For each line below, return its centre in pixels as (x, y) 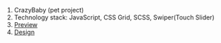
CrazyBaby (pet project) (49, 10)
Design (24, 32)
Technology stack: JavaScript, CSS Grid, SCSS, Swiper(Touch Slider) (114, 17)
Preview (26, 25)
